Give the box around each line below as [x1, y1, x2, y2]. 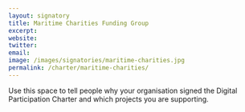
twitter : [8, 42, 38, 50]
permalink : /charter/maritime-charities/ [8, 64, 149, 72]
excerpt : [8, 26, 38, 34]
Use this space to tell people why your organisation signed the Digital [8, 86, 238, 95]
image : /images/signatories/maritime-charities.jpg [8, 57, 185, 65]
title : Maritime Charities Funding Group [8, 19, 149, 27]
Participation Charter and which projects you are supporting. [8, 94, 209, 104]
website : [8, 34, 38, 42]
